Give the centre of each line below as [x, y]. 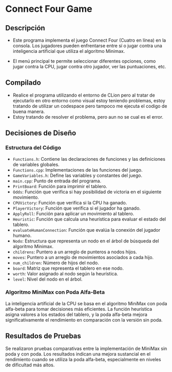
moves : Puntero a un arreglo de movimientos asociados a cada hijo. [83, 257]
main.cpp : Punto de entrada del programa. [57, 181]
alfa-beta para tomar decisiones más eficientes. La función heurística [79, 309]
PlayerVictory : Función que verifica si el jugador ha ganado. [77, 208]
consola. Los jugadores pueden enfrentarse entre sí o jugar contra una [88, 46]
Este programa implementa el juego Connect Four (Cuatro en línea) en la [89, 40]
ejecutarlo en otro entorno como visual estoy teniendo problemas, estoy [89, 100]
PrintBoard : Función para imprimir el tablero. [60, 186]
